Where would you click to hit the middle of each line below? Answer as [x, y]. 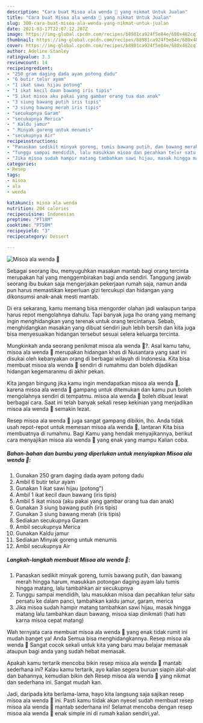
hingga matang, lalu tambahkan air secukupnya [74, 588]
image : [15, 34]
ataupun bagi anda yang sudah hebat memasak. [67, 651]
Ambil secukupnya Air [43, 546]
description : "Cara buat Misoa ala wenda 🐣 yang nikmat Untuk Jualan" [97, 12]
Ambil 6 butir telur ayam [45, 482]
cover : [15, 46]
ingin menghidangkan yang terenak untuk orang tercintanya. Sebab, [91, 321]
